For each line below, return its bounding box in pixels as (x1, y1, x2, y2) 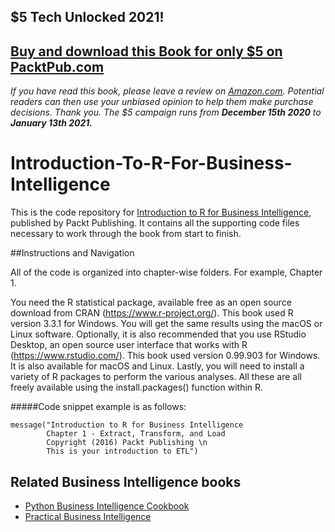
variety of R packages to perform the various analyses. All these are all (10, 371, 302, 383)
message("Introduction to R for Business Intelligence (10, 420, 244, 430)
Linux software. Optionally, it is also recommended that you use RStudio (10, 328, 307, 340)
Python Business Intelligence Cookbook (24, 500, 190, 512)
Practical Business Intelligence (24, 510, 152, 522)
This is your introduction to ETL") (46, 446, 199, 457)
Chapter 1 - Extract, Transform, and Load (46, 429, 226, 439)
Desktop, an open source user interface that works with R (10, 339, 248, 351)
